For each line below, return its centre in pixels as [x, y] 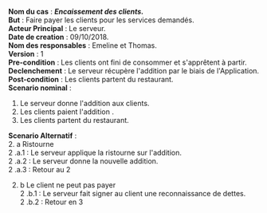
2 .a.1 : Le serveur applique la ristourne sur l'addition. [95, 152]
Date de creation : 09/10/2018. [59, 37]
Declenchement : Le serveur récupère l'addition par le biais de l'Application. [134, 71]
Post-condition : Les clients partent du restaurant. [91, 79]
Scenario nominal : [40, 88]
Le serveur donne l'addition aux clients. [84, 103]
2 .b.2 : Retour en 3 [51, 202]
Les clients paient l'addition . [67, 112]
